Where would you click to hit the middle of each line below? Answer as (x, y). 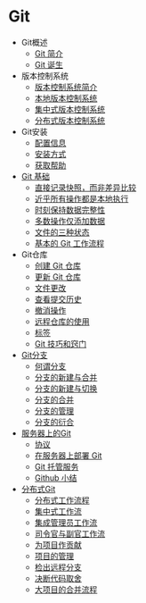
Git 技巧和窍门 (60, 343)
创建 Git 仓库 (57, 265)
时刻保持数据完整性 (70, 209)
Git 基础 (36, 176)
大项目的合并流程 (66, 589)
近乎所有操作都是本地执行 (81, 198)
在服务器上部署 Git (68, 455)
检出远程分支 (58, 567)
